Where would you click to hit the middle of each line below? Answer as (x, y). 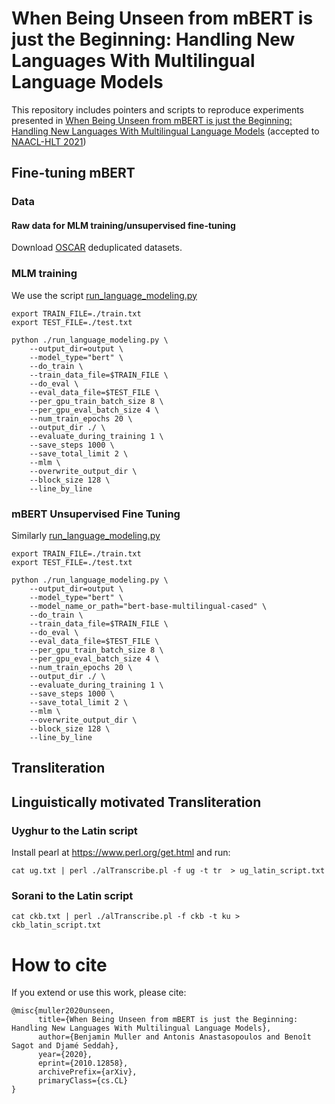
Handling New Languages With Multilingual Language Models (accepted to (165, 131)
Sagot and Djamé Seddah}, (65, 1046)
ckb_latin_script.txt (56, 925)
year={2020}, (65, 1055)
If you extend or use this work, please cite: (99, 993)
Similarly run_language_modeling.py (86, 536)
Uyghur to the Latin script (74, 830)
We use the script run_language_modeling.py (104, 295)
